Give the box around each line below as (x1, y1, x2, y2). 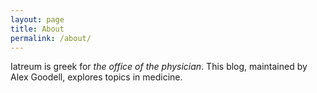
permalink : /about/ (10, 33, 92, 43)
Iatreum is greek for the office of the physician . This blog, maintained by (10, 61, 308, 73)
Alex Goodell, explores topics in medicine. (10, 71, 183, 83)
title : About (10, 24, 65, 34)
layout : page (10, 14, 65, 25)
